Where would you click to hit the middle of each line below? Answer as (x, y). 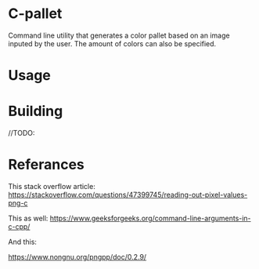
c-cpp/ (19, 227)
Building (36, 111)
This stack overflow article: (52, 186)
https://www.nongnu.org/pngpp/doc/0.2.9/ (77, 257)
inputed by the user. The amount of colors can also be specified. (112, 43)
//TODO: (22, 133)
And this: (23, 242)
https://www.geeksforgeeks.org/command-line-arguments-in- (151, 218)
